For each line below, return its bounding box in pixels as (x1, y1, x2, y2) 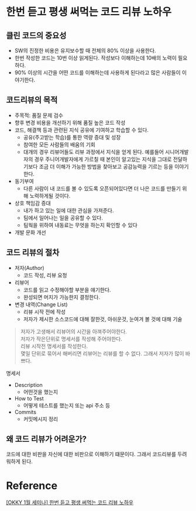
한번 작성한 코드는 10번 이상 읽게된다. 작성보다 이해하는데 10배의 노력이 (14, 54, 177, 61)
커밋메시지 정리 (23, 415, 59, 422)
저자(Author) (14, 264, 45, 271)
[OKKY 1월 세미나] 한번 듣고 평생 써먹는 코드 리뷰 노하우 (6, 499, 133, 506)
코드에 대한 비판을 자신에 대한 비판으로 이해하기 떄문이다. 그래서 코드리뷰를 (6, 451, 177, 458)
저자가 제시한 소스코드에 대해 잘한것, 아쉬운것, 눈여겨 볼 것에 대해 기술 (23, 315, 183, 323)
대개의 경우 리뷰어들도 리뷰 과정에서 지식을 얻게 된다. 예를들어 (23, 148, 164, 155)
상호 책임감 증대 (14, 200, 51, 207)
